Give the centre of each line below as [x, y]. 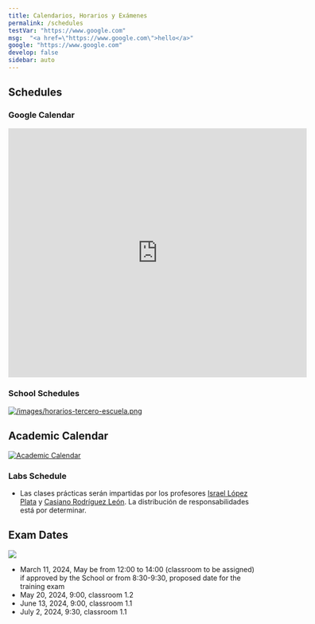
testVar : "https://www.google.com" [67, 30]
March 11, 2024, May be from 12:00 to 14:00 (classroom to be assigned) [137, 569]
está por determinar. [53, 510]
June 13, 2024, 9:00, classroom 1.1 [76, 603]
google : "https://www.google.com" [66, 45]
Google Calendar [42, 115]
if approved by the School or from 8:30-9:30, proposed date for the [130, 578]
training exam [42, 586]
